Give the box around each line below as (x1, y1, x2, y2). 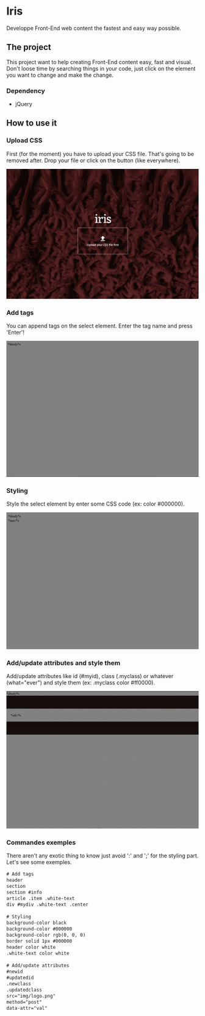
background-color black (6, 920, 67, 926)
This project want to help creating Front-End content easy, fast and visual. (6, 58, 193, 65)
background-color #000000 (6, 926, 72, 932)
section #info (6, 889, 43, 895)
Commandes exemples (6, 838, 76, 846)
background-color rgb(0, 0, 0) (6, 932, 86, 938)
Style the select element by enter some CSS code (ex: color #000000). (6, 500, 185, 507)
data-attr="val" (6, 1005, 48, 1011)
